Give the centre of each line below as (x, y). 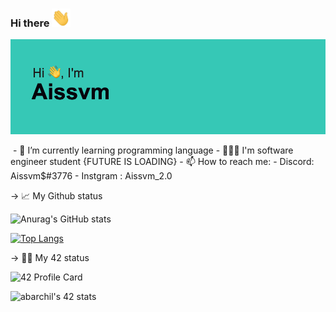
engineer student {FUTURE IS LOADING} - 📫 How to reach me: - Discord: (162, 161)
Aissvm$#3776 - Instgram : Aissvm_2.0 (91, 175)
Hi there (30, 23)
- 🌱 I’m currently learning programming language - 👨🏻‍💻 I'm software (153, 150)
